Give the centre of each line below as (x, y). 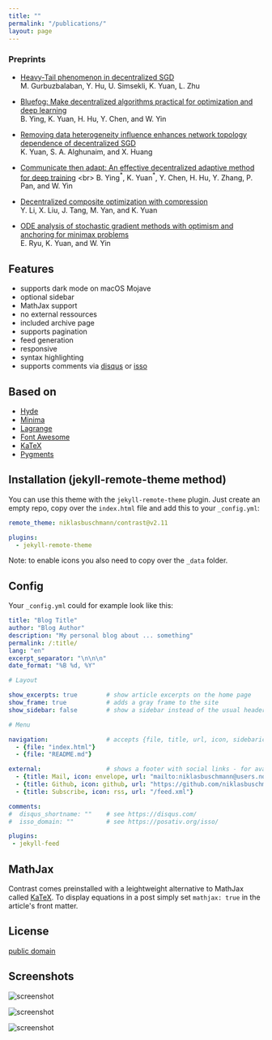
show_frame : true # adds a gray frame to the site (114, 703)
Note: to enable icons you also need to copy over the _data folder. (118, 560)
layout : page (30, 31)
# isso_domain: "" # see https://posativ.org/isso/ (114, 822)
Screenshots (41, 976)
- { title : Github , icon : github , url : (81, 784)
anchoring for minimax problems (74, 235)
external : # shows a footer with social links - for (130, 769)
